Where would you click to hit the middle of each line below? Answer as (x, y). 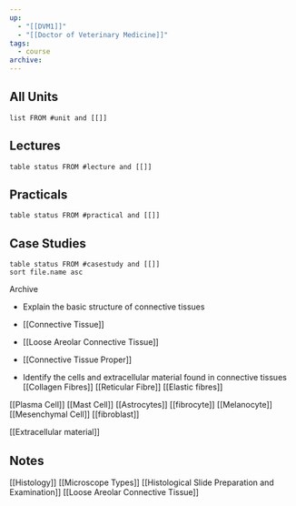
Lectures (35, 146)
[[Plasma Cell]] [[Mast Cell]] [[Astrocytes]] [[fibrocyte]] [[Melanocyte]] (141, 405)
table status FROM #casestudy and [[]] (85, 265)
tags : (20, 43)
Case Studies (48, 243)
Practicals (39, 195)
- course (34, 52)
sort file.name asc (46, 273)
